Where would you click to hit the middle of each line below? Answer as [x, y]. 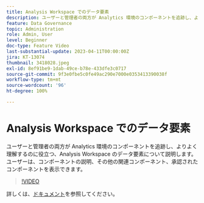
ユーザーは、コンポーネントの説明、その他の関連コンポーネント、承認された [102, 161]
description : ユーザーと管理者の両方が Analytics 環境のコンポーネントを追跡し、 [100, 18]
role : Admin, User [30, 35]
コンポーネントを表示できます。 [46, 169]
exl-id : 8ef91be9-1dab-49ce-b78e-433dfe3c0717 [66, 68]
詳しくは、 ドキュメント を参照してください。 [62, 194]
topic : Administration [35, 29]
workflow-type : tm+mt [34, 80]
